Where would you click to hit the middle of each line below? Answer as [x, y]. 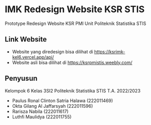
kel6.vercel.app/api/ [33, 57]
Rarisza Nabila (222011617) [40, 111]
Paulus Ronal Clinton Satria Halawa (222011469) [63, 101]
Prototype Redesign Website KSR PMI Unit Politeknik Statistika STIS [75, 23]
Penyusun [21, 79]
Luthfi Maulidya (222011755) [42, 117]
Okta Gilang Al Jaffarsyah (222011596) [53, 106]
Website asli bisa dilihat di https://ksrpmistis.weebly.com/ [72, 63]
